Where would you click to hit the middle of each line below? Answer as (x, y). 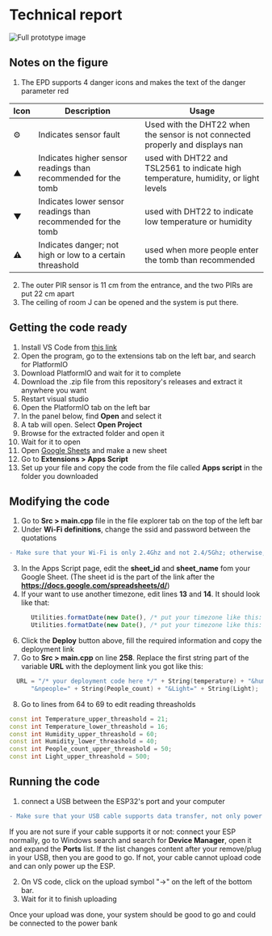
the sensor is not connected (198, 134)
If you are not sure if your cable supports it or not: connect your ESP (123, 832)
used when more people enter (202, 250)
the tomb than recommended (200, 260)
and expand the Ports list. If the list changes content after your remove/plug (135, 849)
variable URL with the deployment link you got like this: (112, 666)
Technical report (66, 15)
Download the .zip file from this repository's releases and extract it (132, 381)
